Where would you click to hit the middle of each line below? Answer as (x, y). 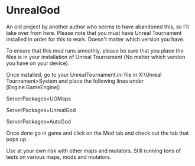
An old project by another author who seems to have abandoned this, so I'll (97, 27)
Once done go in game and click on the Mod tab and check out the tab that (97, 133)
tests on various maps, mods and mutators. (59, 157)
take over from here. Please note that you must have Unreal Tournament (94, 32)
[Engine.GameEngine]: (33, 87)
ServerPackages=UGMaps (38, 99)
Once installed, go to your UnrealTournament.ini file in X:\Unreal (84, 74)
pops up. (17, 139)
